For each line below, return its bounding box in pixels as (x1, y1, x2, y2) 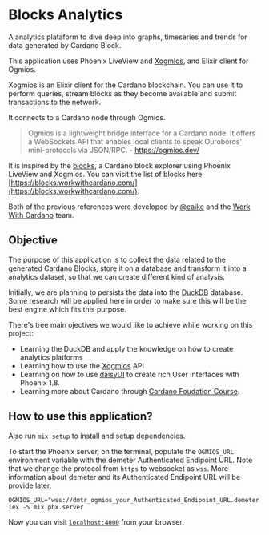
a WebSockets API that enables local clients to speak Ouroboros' (27, 136, 243, 146)
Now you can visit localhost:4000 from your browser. (8, 517, 184, 526)
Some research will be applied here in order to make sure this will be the (8, 296, 247, 305)
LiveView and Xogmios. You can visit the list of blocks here (8, 169, 203, 179)
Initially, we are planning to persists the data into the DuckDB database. (8, 287, 243, 297)
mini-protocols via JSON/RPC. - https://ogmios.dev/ (27, 145, 199, 155)
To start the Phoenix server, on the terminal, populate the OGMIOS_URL (8, 446, 235, 456)
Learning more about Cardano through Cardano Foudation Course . (19, 386, 240, 396)
